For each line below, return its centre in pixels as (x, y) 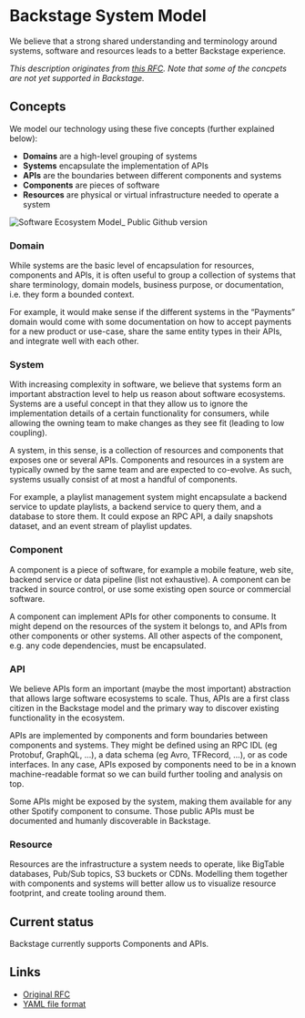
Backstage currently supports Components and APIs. (109, 944)
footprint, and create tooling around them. (88, 893)
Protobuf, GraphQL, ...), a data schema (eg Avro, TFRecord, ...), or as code (149, 754)
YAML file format (54, 1003)
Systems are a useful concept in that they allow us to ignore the (129, 404)
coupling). (29, 433)
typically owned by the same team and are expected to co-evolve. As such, (151, 470)
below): (24, 138)
